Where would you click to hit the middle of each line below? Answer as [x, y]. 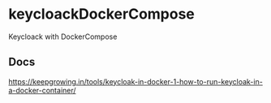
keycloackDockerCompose [101, 14]
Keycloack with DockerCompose [63, 36]
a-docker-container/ [42, 90]
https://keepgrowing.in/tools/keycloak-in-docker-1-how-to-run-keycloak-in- [136, 81]
